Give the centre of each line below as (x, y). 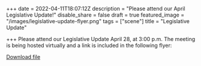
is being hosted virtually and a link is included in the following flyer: (89, 45)
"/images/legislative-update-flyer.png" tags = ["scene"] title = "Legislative (98, 21)
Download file (23, 57)
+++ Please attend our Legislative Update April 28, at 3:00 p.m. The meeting (101, 39)
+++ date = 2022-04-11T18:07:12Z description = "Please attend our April (96, 9)
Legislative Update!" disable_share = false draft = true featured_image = (95, 15)
